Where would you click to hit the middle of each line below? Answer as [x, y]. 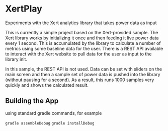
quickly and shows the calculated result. [47, 85]
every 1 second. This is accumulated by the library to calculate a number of [83, 43]
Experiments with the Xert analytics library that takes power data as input [81, 23]
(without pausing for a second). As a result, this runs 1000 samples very [80, 80]
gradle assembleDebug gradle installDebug [50, 123]
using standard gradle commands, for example [54, 113]
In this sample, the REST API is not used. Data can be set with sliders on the [84, 69]
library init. [16, 59]
